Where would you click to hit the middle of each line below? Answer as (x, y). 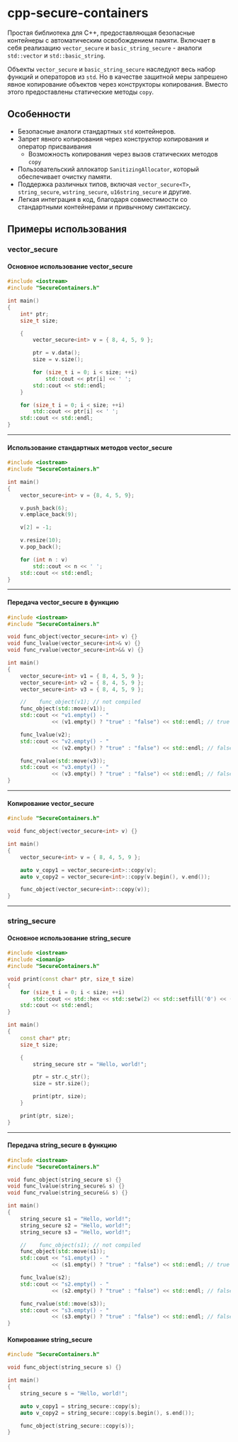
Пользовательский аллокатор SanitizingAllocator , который (108, 169)
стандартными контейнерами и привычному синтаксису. (104, 207)
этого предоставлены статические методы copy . (81, 92)
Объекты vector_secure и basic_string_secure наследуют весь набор (112, 69)
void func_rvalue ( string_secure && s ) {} (68, 1193)
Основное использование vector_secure (70, 266)
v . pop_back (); (41, 547)
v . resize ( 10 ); (41, 540)
